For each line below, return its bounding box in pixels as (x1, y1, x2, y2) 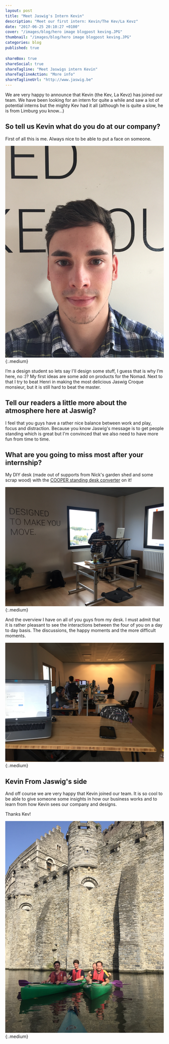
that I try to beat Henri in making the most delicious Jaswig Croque (5, 379, 144, 385)
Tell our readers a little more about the (5, 399, 127, 407)
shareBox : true (5, 56, 37, 61)
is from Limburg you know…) (5, 108, 64, 113)
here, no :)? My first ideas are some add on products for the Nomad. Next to (5, 373, 163, 379)
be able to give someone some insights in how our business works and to (5, 796, 157, 802)
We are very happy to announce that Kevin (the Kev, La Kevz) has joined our (5, 92, 163, 98)
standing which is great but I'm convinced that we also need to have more (5, 431, 158, 437)
